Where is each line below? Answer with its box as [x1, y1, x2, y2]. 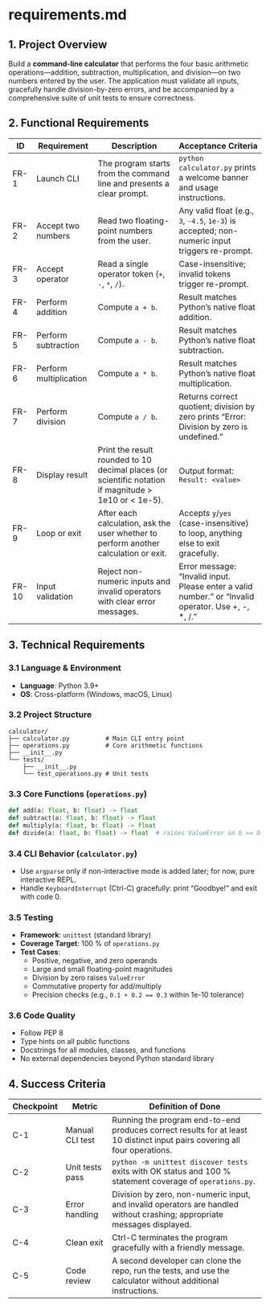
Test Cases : [19, 947, 61, 957]
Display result [35, 469, 88, 480]
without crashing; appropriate [112, 1209, 223, 1220]
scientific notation [97, 474, 166, 486]
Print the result [97, 444, 153, 455]
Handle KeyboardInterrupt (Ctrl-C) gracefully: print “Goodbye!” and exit [19, 883, 257, 893]
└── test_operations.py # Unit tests [22, 769, 149, 777]
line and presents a [97, 178, 170, 189]
